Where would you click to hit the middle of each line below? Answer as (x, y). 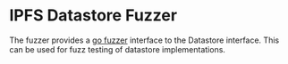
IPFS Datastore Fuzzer (93, 16)
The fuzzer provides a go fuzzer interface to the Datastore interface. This (144, 40)
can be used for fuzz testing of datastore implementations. (118, 49)
